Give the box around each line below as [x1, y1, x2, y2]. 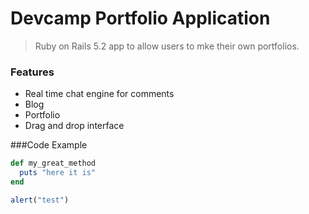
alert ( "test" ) [10, 195, 70, 205]
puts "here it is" [19, 168, 97, 178]
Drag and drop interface [24, 120, 125, 132]
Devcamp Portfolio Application [10, 7, 271, 30]
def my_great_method [10, 158, 97, 169]
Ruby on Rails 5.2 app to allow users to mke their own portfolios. [34, 40, 300, 52]
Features [10, 65, 55, 79]
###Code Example [10, 139, 88, 151]
